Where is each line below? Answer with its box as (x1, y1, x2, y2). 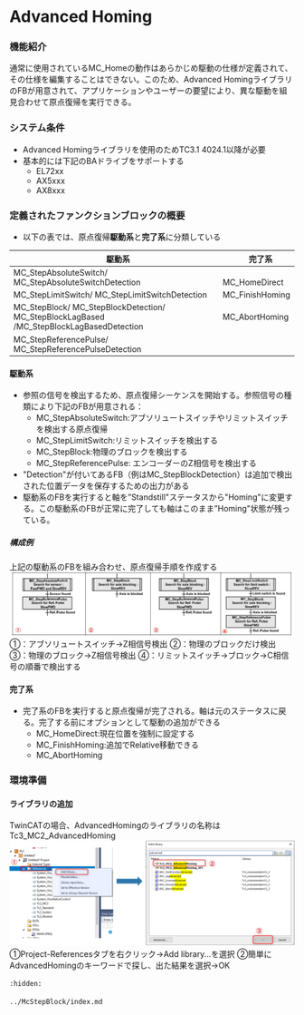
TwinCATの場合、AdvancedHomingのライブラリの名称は (9, 820, 222, 831)
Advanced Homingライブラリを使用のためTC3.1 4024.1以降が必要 (22, 143, 266, 155)
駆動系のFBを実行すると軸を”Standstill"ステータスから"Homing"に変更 (22, 492, 285, 503)
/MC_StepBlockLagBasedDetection (13, 321, 144, 332)
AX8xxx (35, 184, 66, 196)
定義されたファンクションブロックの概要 (9, 209, 185, 221)
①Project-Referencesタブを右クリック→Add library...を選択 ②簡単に (9, 949, 272, 960)
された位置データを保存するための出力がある (22, 481, 190, 492)
